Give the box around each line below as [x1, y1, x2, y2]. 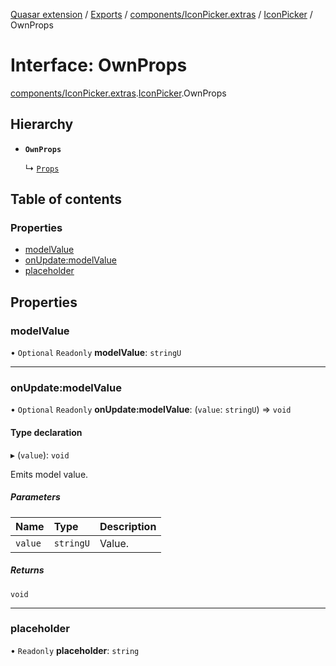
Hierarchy [10, 116, 74, 133]
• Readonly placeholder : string [10, 644, 140, 656]
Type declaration [10, 427, 83, 439]
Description [99, 519, 157, 533]
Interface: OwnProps [10, 54, 188, 77]
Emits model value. [10, 468, 89, 480]
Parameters [10, 491, 61, 503]
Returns [10, 564, 45, 576]
